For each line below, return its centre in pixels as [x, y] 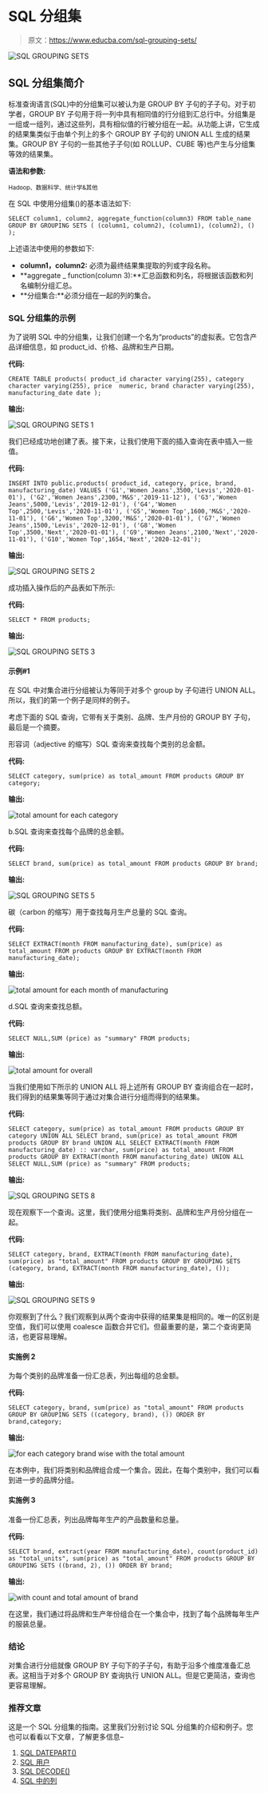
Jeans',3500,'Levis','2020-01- [203, 491]
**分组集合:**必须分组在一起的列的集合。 [87, 295]
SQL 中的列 [38, 1781]
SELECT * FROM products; [49, 620]
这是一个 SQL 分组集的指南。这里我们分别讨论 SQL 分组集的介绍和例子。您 [131, 1727]
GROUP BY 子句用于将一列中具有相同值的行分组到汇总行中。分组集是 [143, 114]
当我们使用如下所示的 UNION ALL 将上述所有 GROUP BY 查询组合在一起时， [133, 1087]
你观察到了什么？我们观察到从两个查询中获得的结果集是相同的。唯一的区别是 [134, 1317]
